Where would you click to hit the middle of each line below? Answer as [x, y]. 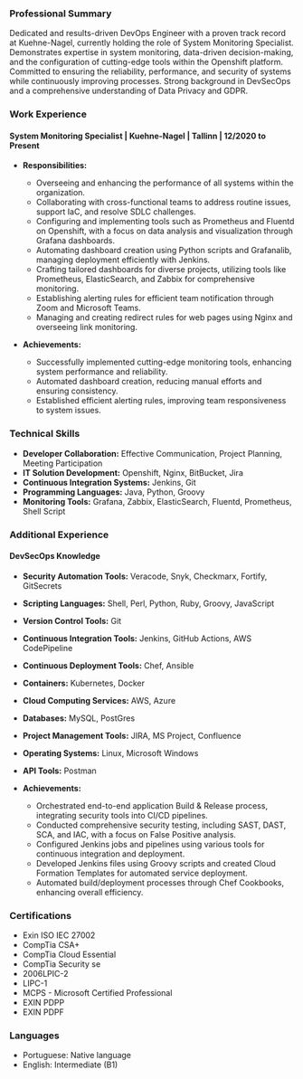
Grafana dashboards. [76, 241]
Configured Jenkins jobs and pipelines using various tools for [150, 844]
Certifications [41, 915]
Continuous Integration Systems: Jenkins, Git [109, 482]
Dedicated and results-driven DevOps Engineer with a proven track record [148, 33]
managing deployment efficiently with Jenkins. [123, 260]
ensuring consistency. [77, 391]
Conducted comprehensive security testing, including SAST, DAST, [161, 825]
